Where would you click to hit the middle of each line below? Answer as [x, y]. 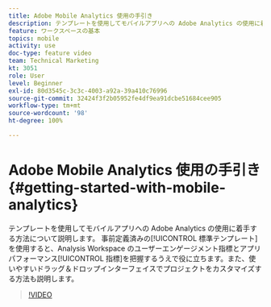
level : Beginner [35, 83]
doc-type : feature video [50, 53]
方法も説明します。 [47, 278]
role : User [27, 76]
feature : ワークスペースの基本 [54, 31]
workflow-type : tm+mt [45, 106]
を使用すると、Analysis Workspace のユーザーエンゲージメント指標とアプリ [135, 248]
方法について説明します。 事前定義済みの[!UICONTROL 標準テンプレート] [136, 238]
